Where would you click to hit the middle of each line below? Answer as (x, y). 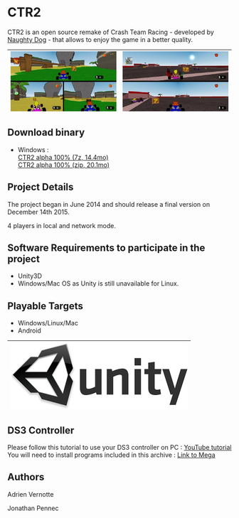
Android (29, 330)
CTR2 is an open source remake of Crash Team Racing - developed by (111, 32)
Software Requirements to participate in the (106, 248)
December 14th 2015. (38, 212)
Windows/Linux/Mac (48, 323)
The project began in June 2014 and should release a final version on (109, 204)
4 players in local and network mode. (62, 225)
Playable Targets (45, 306)
